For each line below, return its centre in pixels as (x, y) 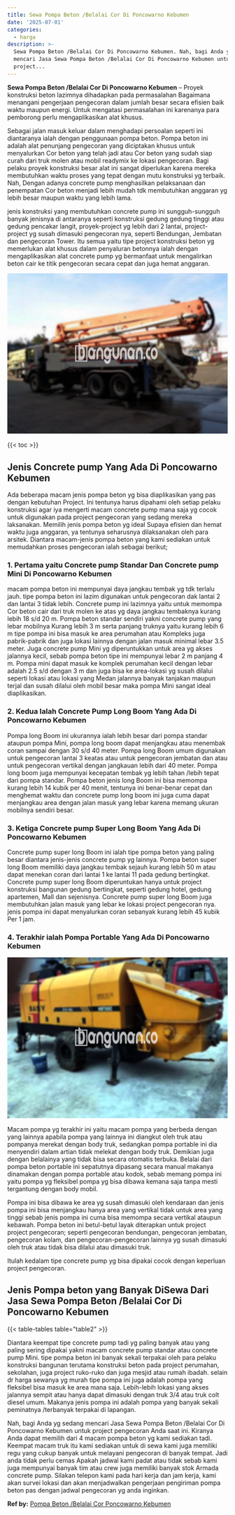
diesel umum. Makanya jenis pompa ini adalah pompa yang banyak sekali (113, 1402)
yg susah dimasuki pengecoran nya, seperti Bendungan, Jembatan (126, 233)
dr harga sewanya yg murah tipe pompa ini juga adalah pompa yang (105, 1380)
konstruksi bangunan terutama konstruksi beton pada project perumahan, (113, 1365)
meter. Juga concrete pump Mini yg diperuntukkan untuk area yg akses (110, 649)
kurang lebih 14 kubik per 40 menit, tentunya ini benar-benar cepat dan (110, 788)
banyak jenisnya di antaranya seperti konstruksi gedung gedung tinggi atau (116, 219)
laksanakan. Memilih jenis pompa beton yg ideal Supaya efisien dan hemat (115, 525)
